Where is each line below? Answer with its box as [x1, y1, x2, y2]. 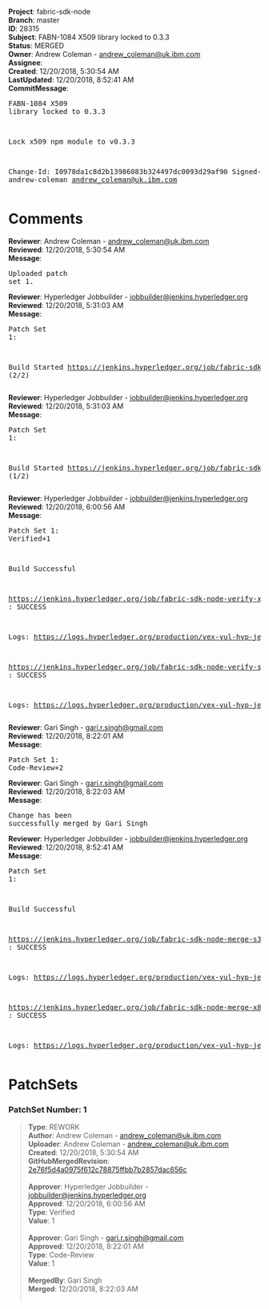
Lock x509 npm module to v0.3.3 [8, 137, 135, 146]
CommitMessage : [8, 83, 69, 93]
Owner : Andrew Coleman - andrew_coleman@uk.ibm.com [8, 50, 201, 59]
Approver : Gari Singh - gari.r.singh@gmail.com [27, 1233, 184, 1242]
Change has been [8, 810, 72, 820]
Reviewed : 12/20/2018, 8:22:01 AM [8, 731, 124, 740]
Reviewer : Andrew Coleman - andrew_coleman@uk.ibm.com [8, 236, 210, 245]
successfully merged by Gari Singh [8, 818, 148, 828]
